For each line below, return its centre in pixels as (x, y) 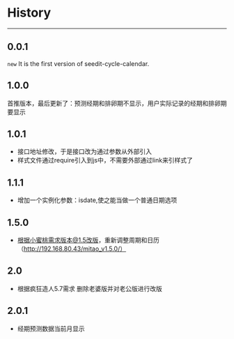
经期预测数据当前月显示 (51, 329)
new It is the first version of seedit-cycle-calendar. (78, 63)
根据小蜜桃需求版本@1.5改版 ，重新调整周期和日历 (88, 240)
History (29, 13)
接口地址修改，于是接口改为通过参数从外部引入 (84, 151)
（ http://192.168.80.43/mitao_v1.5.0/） (72, 249)
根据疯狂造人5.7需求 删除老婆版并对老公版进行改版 (89, 288)
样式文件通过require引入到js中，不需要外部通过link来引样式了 (105, 160)
